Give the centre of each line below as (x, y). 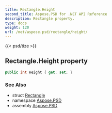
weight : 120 (17, 28)
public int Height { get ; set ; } (39, 72)
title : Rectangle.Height (30, 9)
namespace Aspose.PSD (37, 100)
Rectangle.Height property (47, 61)
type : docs (16, 23)
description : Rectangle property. (40, 18)
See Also (16, 84)
